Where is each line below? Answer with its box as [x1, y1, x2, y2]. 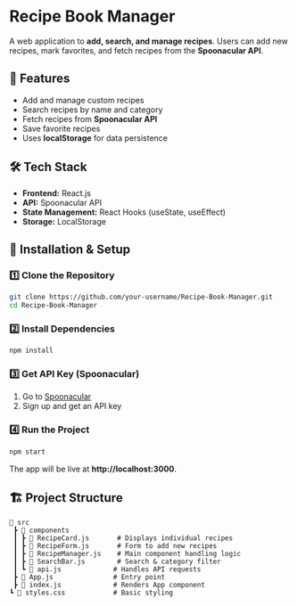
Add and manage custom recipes [21, 94, 144, 105]
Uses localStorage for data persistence [21, 132, 168, 143]
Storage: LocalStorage [21, 216, 107, 226]
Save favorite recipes [21, 123, 101, 134]
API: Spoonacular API [21, 197, 103, 208]
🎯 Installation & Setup [9, 242, 131, 257]
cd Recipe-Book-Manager [9, 301, 98, 310]
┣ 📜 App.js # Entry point [12, 573, 166, 582]
